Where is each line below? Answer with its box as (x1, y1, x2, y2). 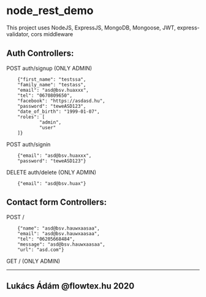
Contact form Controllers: (6, 197, 107, 208)
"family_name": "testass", (17, 81, 86, 88)
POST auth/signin (6, 140, 51, 148)
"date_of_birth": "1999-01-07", (17, 108, 100, 115)
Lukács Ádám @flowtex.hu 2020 (6, 280, 135, 291)
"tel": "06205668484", (17, 236, 75, 242)
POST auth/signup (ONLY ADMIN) (6, 64, 93, 72)
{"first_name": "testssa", (17, 76, 86, 83)
